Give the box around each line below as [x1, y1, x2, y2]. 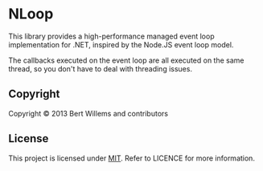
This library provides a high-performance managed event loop [8, 31, 215, 41]
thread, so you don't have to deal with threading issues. [8, 63, 193, 73]
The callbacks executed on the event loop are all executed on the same [8, 55, 245, 65]
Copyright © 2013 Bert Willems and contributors [8, 108, 169, 118]
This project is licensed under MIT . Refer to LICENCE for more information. [8, 153, 256, 163]
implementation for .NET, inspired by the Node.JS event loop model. [8, 39, 234, 49]
